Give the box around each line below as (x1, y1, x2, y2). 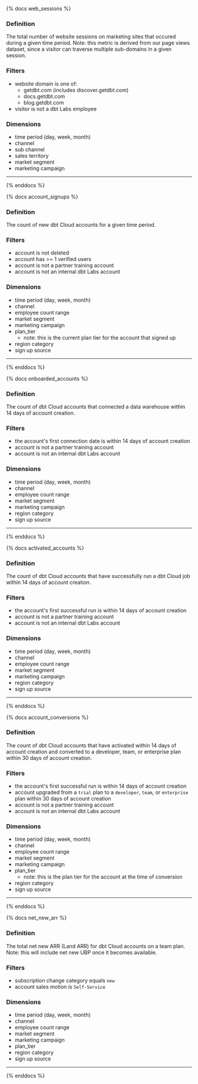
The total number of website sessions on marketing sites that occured (6, 33, 176, 40)
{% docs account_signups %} (6, 193, 78, 200)
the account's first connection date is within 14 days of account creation (14, 437, 190, 445)
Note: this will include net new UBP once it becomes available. (6, 949, 157, 956)
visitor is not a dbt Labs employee (14, 105, 97, 112)
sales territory (14, 152, 49, 159)
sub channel (14, 146, 45, 153)
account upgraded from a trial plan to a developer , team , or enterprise (14, 789, 189, 796)
